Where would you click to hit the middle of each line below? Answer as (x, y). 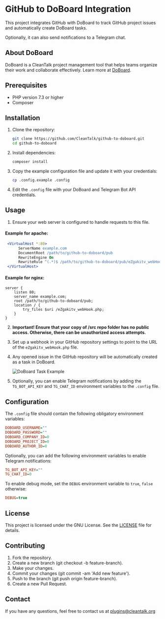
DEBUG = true (16, 498)
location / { (27, 305)
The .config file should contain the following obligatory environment (74, 413)
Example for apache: (27, 233)
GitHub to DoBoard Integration (68, 9)
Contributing (25, 546)
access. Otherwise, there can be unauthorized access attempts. (79, 332)
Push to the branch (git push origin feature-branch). (65, 578)
